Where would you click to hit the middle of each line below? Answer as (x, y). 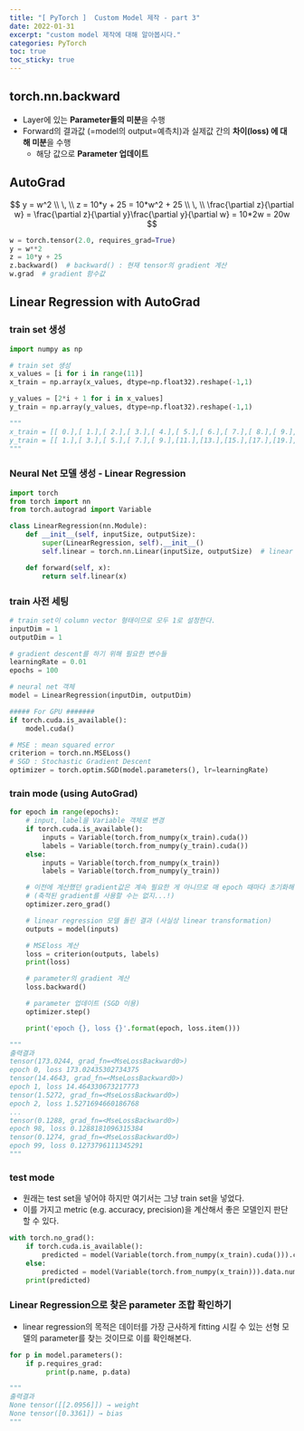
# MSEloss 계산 (52, 945)
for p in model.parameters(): (66, 1355)
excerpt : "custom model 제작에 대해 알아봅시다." (95, 34)
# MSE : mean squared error (62, 745)
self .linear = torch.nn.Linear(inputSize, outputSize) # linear (168, 551)
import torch (34, 493)
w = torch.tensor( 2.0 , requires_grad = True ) (93, 240)
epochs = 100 (34, 671)
